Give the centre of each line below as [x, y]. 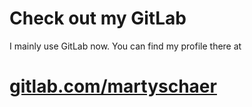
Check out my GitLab [98, 18]
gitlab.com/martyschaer [113, 86]
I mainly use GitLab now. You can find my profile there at [125, 46]
